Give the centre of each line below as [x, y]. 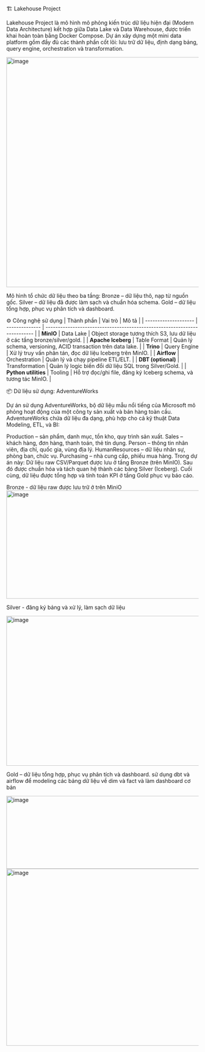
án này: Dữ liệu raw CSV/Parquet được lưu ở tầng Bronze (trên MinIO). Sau [100, 462]
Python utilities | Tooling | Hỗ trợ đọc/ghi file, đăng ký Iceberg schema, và [100, 372]
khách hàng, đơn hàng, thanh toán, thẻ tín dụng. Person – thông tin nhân [97, 443]
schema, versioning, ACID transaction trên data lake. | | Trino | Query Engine [103, 346]
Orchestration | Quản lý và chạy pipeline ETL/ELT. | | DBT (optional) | [93, 359]
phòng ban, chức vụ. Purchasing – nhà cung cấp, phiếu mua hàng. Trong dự [102, 456]
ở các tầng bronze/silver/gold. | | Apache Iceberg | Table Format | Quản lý [100, 340]
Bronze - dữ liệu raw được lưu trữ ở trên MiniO [64, 487]
